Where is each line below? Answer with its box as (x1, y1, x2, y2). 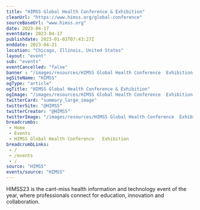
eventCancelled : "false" (6, 64, 68, 70)
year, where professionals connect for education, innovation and (6, 192, 165, 199)
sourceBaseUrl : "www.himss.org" (6, 20, 86, 26)
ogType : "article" (6, 81, 52, 87)
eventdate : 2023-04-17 (6, 31, 62, 37)
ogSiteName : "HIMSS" (6, 75, 58, 81)
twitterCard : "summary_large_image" (6, 97, 97, 103)
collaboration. (6, 198, 40, 205)
